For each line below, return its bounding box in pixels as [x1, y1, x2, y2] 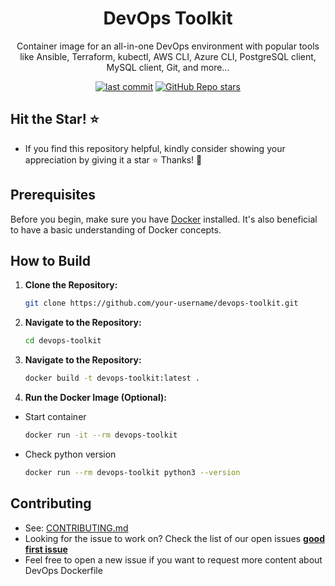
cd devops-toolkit [24, 336, 102, 346]
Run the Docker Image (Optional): [24, 392, 167, 403]
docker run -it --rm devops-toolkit [24, 430, 178, 440]
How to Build [10, 252, 92, 269]
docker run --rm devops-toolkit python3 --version [24, 467, 241, 477]
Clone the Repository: [24, 279, 118, 291]
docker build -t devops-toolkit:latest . [24, 373, 201, 384]
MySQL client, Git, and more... [106, 61, 230, 73]
